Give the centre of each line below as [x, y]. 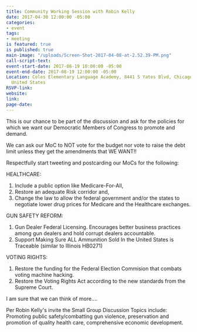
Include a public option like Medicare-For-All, [69, 185]
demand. [17, 133]
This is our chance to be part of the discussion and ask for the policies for [95, 121]
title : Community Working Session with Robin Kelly [70, 11]
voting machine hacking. [44, 274]
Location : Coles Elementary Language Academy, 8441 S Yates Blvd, [89, 77]
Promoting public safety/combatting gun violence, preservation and [88, 316]
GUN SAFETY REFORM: [35, 216]
